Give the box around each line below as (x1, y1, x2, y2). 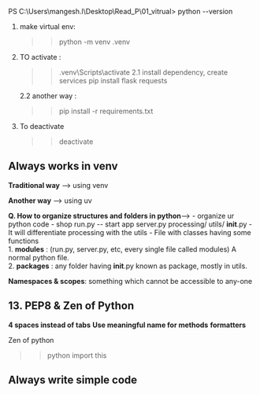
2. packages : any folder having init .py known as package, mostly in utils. (8, 261, 248, 271)
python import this (46, 350, 107, 360)
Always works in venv (8, 160, 118, 173)
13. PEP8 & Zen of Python (8, 299, 135, 313)
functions (8, 236, 39, 245)
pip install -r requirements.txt (58, 106, 154, 116)
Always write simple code (8, 374, 138, 387)
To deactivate (19, 122, 65, 131)
